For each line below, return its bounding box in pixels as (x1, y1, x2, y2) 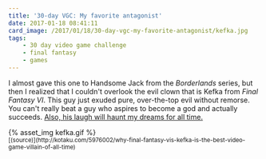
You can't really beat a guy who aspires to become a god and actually (8, 103, 238, 113)
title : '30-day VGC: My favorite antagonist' (8, 11, 162, 20)
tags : (8, 34, 26, 42)
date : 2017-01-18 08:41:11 (8, 19, 98, 27)
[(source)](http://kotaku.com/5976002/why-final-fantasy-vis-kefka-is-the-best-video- (8, 136, 246, 144)
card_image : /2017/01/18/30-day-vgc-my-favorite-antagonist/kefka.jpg (8, 26, 248, 34)
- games (22, 57, 48, 65)
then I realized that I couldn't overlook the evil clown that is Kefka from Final (8, 86, 258, 96)
